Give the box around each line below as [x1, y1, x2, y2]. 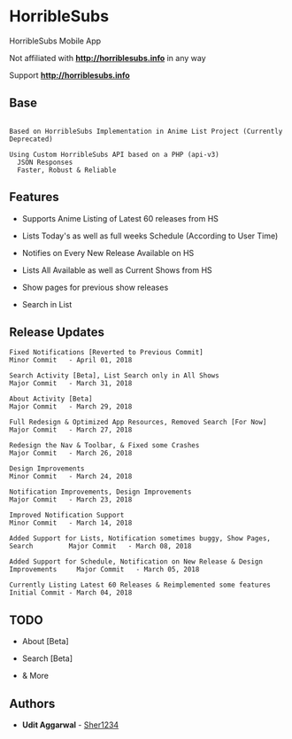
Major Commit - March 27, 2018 [9, 425, 133, 435]
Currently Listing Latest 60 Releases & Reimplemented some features [9, 580, 272, 590]
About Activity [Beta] [9, 394, 93, 404]
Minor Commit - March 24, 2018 [9, 472, 133, 481]
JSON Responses [17, 158, 73, 167]
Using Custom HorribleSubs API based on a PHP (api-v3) [9, 150, 219, 159]
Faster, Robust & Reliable [17, 166, 117, 175]
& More [21, 671, 49, 681]
